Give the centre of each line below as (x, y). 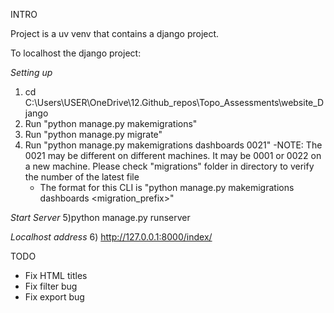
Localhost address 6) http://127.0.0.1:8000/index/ (111, 237)
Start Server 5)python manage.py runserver (100, 217)
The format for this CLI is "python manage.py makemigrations (167, 187)
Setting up (31, 72)
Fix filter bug (51, 286)
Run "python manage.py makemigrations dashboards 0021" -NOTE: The (173, 145)
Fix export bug (54, 297)
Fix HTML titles (56, 275)
